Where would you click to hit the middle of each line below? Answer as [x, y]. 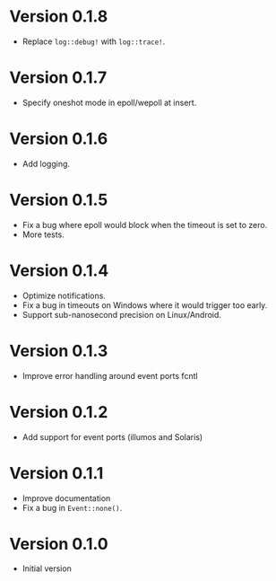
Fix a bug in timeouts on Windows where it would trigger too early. [145, 305]
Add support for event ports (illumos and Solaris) [112, 436]
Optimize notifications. [64, 295]
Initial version [47, 568]
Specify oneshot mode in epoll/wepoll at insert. [109, 102]
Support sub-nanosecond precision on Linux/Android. [122, 314]
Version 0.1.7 [58, 78]
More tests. [43, 234]
